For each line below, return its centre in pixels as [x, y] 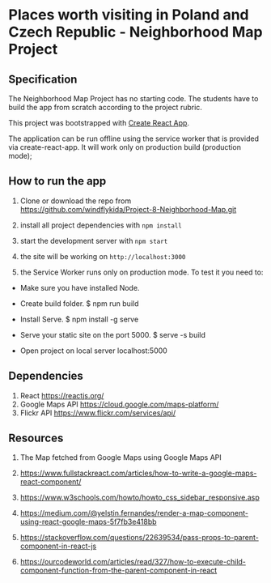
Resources [36, 438]
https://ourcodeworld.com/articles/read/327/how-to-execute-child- [133, 562]
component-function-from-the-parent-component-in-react [119, 570]
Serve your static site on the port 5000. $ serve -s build [113, 334]
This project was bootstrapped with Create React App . [99, 123]
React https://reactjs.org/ [62, 395]
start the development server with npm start [94, 240]
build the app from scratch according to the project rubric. [105, 107]
